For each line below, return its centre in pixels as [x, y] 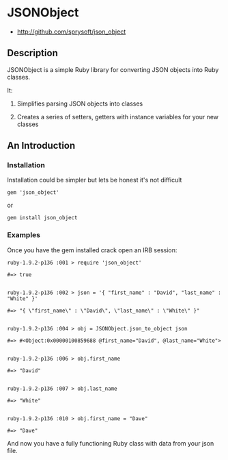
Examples [24, 235]
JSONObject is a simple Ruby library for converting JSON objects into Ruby [113, 69]
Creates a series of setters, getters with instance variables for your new [118, 117]
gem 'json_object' [33, 193]
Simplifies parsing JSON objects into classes [80, 104]
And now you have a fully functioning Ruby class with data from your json [111, 443]
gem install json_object [42, 218]
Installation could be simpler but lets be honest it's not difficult [95, 180]
